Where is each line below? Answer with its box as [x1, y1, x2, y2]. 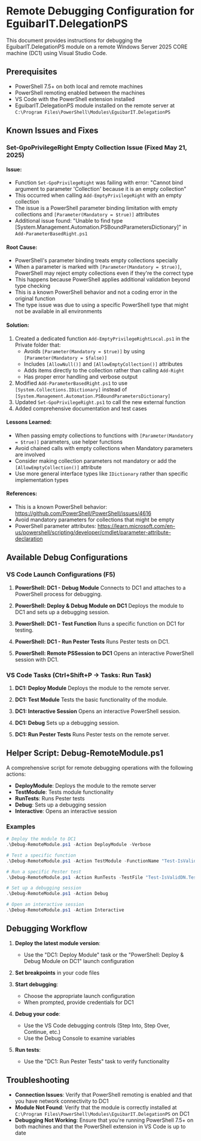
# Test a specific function [6, 852, 77, 858]
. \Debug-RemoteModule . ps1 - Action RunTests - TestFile [6, 874, 144, 881]
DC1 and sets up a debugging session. [14, 608, 109, 615]
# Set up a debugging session [6, 885, 82, 891]
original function [14, 295, 56, 302]
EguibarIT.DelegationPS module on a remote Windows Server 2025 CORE [6, 43, 188, 50]
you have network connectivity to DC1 [14, 1097, 109, 1104]
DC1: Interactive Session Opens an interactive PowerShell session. [14, 708, 181, 715]
